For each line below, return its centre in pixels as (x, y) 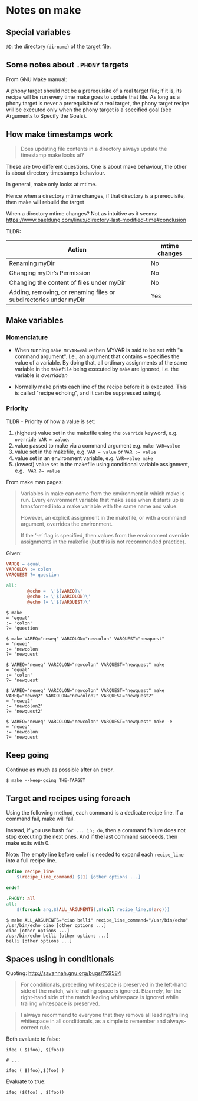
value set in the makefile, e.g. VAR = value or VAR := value (85, 452)
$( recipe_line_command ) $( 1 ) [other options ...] (79, 877)
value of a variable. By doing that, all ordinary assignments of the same (101, 363)
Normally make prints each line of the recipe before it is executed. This (100, 387)
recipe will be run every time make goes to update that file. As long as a (93, 97)
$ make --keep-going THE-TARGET (46, 780)
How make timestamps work (60, 135)
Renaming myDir (32, 263)
